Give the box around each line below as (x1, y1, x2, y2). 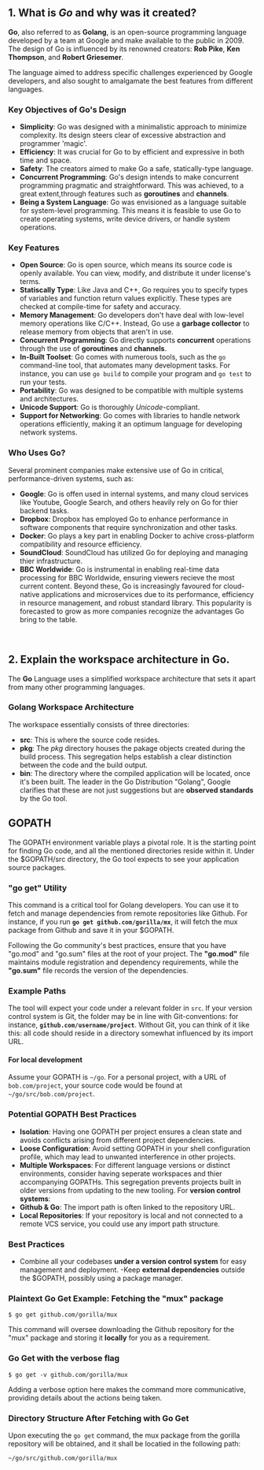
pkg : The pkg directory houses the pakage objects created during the (19, 743, 246, 752)
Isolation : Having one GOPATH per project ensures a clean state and (19, 1127, 242, 1136)
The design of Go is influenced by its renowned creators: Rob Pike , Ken (8, 43, 240, 54)
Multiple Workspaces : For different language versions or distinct (19, 1160, 230, 1170)
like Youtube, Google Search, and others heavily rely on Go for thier (19, 497, 238, 507)
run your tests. (19, 378, 67, 387)
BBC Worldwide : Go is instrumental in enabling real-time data (19, 564, 220, 574)
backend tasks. (19, 506, 69, 515)
